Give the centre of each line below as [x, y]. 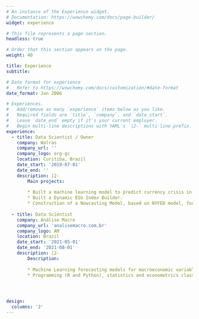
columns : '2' [28, 307]
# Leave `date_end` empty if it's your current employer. [82, 121]
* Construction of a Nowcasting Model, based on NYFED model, [106, 203]
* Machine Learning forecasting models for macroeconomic [100, 270]
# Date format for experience [44, 82]
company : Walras [37, 143]
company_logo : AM [38, 231]
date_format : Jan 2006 [34, 93]
